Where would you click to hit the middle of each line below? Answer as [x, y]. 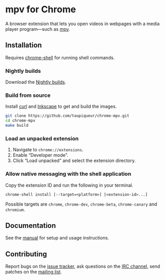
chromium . [15, 209]
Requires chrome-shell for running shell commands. [60, 57]
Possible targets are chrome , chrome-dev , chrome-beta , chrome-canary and [81, 204]
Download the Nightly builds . [36, 82]
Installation [24, 45]
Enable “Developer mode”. [40, 155]
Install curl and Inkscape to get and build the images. [61, 107]
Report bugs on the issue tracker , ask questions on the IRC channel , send [83, 266]
